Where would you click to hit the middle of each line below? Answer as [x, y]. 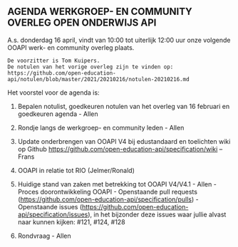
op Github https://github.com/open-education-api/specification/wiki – [120, 149]
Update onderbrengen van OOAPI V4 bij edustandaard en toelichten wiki [124, 141]
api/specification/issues [53, 214]
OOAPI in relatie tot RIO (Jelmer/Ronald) [76, 170]
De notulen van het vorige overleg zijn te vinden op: [90, 67]
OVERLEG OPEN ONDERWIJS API [82, 23]
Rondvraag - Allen [44, 236]
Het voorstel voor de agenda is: [53, 93]
